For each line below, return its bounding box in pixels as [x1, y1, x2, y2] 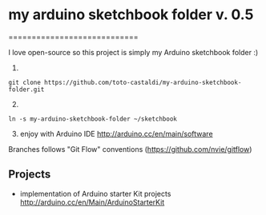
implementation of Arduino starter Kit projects [19, 189, 171, 198]
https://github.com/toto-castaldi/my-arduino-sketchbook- [43, 78, 242, 86]
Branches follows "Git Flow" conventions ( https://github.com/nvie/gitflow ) [8, 144, 252, 153]
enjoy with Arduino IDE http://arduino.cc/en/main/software [19, 129, 214, 138]
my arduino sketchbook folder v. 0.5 [8, 6, 254, 24]
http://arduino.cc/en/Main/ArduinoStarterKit [19, 197, 165, 207]
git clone [8, 78, 42, 86]
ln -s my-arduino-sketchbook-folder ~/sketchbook [8, 114, 178, 123]
